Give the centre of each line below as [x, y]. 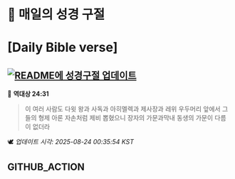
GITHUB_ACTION [46, 167]
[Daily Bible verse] [63, 48]
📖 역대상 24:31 [28, 94]
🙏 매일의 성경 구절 [56, 15]
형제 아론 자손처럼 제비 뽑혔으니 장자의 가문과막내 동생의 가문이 [126, 118]
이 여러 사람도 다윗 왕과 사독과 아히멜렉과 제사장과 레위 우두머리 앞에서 [122, 109]
